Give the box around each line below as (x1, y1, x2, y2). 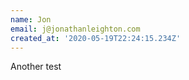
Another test (10, 61, 62, 73)
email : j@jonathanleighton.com (10, 24, 141, 34)
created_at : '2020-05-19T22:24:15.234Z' (10, 33, 182, 43)
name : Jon (10, 14, 52, 25)
